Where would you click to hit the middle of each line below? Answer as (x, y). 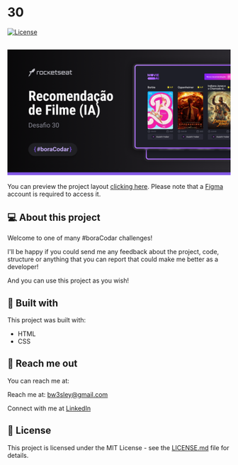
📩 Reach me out (42, 364)
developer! (23, 267)
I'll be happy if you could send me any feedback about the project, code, (113, 252)
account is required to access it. (54, 194)
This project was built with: (47, 320)
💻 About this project (54, 217)
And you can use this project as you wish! (68, 280)
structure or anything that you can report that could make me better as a (113, 259)
